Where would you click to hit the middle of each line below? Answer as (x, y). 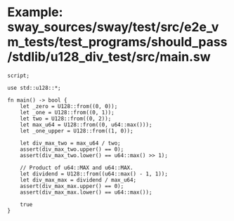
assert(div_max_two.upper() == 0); (72, 149)
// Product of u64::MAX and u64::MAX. (77, 168)
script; (19, 75)
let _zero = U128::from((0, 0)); (69, 106)
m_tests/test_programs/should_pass (117, 42)
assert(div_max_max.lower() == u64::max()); (86, 192)
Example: (35, 12)
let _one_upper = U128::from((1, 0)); (77, 130)
